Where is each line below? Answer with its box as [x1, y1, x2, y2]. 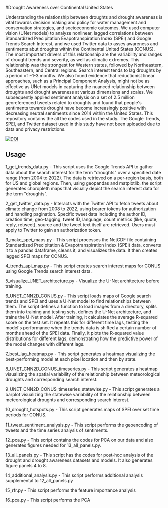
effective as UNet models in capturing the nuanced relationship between [5, 83, 155, 90]
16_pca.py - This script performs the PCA [5, 497, 90, 503]
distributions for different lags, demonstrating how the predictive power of [5, 335, 158, 342]
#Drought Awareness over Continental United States [5, 5, 113, 10]
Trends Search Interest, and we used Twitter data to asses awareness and [5, 41, 158, 47]
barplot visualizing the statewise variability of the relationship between [5, 391, 151, 397]
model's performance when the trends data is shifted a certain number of [5, 324, 157, 331]
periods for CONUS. [5, 412, 47, 418]
